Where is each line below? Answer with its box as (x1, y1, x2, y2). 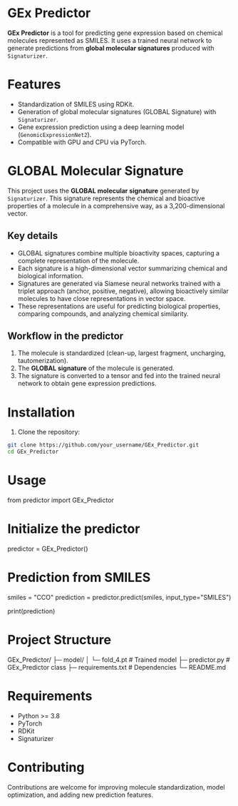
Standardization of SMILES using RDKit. (17, 100, 134, 108)
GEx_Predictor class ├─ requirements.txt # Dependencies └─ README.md (7, 663, 227, 671)
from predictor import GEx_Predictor (7, 496, 114, 504)
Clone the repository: (17, 428, 81, 437)
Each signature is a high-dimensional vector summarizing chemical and (17, 264, 228, 272)
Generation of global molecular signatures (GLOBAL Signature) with (17, 107, 217, 116)
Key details (7, 230, 58, 242)
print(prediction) (7, 606, 56, 615)
